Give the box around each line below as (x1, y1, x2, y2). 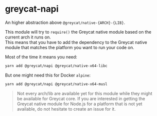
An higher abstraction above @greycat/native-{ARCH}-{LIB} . (5, 19, 125, 25)
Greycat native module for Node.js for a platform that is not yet (17, 101, 142, 107)
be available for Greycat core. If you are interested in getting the (17, 96, 145, 101)
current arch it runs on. (5, 34, 51, 40)
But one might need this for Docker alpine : (5, 72, 91, 78)
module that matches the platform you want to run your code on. (5, 44, 135, 50)
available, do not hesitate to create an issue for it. (17, 106, 116, 112)
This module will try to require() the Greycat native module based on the (5, 29, 152, 35)
